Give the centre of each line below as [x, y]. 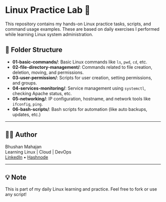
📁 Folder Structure [34, 50]
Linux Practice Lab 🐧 [48, 10]
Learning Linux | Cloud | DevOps [38, 152]
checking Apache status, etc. [42, 93]
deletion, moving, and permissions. [48, 72]
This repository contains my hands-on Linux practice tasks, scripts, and [78, 24]
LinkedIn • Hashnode [27, 157]
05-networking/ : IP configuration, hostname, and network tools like [81, 99]
